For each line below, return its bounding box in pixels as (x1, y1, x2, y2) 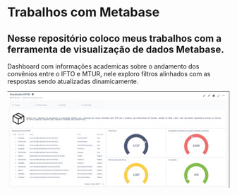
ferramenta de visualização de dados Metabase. (7, 43, 224, 55)
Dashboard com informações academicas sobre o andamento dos (7, 62, 200, 71)
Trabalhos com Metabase (7, 4, 160, 20)
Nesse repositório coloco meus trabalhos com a (7, 32, 222, 45)
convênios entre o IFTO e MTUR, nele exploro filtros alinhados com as (7, 70, 211, 78)
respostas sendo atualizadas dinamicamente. (7, 77, 139, 85)
